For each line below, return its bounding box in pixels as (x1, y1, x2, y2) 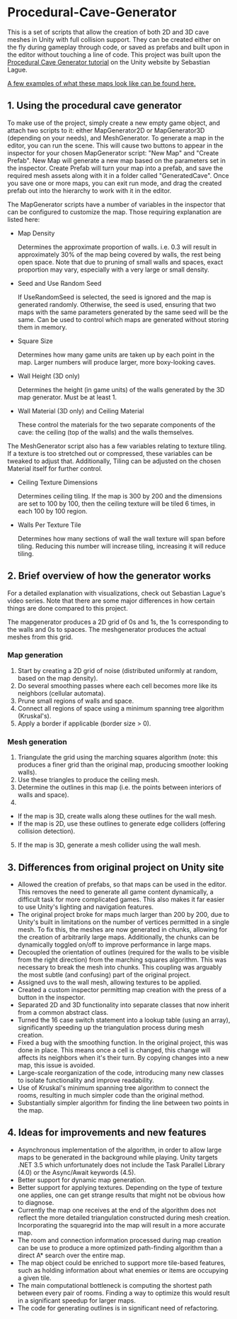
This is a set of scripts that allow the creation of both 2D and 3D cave (7, 28, 209, 36)
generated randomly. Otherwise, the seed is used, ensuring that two (17, 300, 216, 308)
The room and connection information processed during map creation (17, 1235, 221, 1245)
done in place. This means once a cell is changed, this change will (17, 1045, 211, 1054)
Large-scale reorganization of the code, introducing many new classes (17, 1068, 224, 1076)
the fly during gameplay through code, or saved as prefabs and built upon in (7, 43, 230, 51)
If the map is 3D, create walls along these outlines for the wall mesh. (17, 812, 217, 820)
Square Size (17, 336, 53, 345)
